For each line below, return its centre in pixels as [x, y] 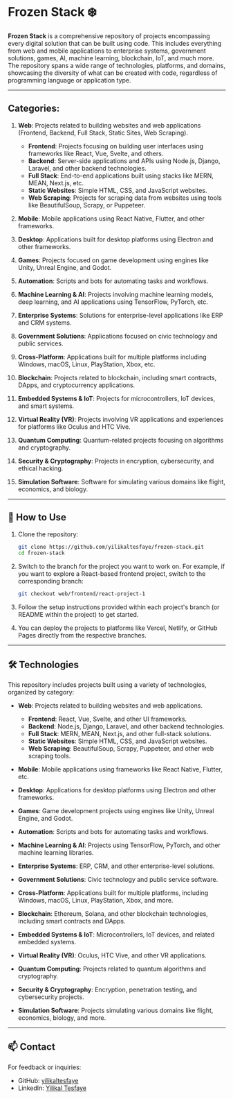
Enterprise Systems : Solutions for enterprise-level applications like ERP [120, 315]
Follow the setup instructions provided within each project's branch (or [119, 607]
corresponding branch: [50, 581]
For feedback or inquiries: [45, 1067]
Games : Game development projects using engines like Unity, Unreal [116, 811]
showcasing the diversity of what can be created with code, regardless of [113, 73]
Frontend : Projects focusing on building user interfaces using [115, 146]
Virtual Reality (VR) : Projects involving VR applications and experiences [121, 419]
